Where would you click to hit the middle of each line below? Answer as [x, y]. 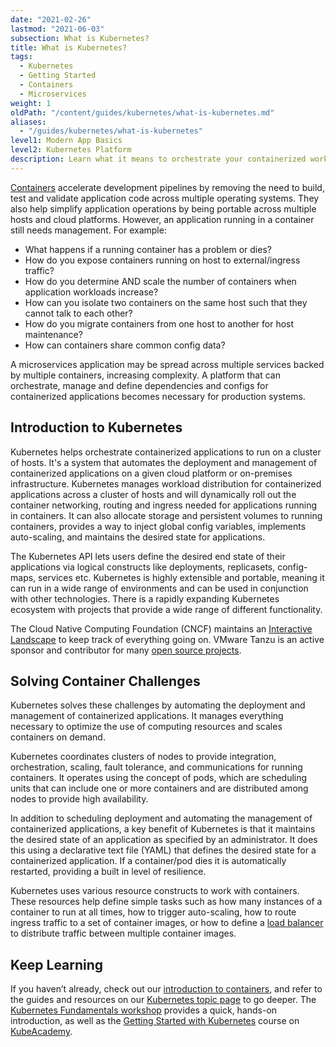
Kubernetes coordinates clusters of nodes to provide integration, [143, 757]
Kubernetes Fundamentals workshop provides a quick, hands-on [144, 1010]
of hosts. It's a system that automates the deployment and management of [164, 462]
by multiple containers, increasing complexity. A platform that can [145, 375]
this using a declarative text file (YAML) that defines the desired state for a [163, 850]
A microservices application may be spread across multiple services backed [167, 364]
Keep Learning [57, 964]
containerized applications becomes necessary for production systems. [158, 396]
